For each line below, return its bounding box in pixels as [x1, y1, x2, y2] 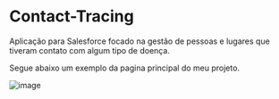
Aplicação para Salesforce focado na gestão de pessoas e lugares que [9, 36, 270, 46]
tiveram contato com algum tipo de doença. [9, 45, 170, 55]
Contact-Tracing [9, 6, 134, 27]
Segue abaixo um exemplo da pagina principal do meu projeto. [9, 62, 240, 73]
